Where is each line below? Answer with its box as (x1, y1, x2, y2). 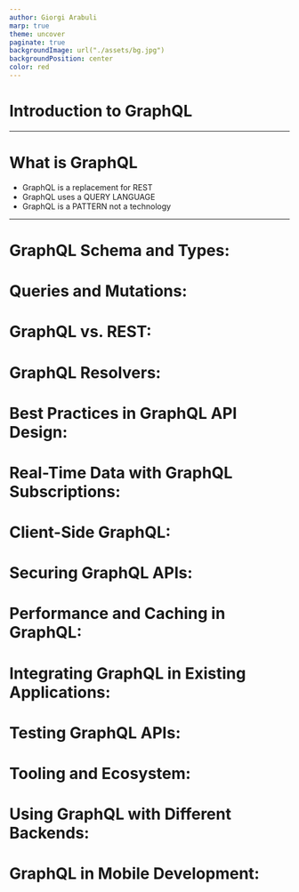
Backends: (9, 824, 90, 843)
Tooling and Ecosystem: (9, 764, 191, 784)
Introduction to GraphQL (9, 101, 193, 121)
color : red (9, 63, 50, 72)
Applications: (9, 682, 111, 703)
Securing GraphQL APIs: (9, 563, 193, 583)
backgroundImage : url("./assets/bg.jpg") (9, 46, 166, 55)
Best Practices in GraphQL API (9, 403, 238, 423)
